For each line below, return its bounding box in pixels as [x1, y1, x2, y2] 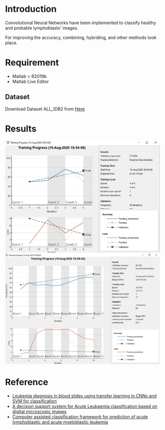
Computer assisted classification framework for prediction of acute [12, 414, 148, 420]
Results [5, 123, 37, 134]
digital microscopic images [12, 408, 67, 414]
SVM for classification [12, 398, 57, 404]
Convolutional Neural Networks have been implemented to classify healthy [5, 20, 156, 26]
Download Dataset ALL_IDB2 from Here [5, 106, 85, 112]
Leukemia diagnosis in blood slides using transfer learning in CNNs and [12, 393, 157, 398]
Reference [5, 376, 48, 388]
